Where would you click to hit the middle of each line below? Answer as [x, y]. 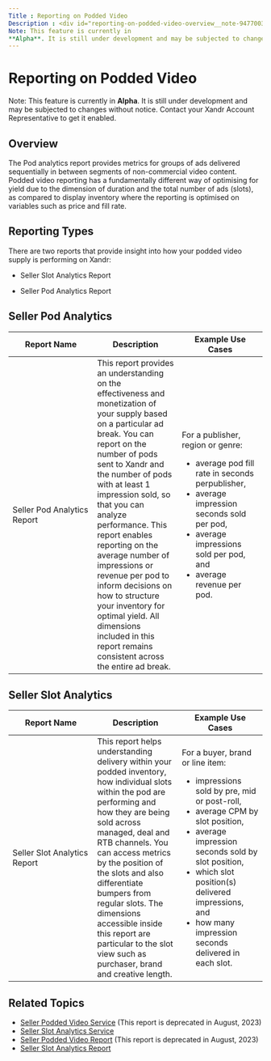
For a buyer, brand [217, 753]
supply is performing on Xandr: [60, 259]
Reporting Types [51, 231]
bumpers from [124, 893]
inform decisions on [135, 585]
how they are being [133, 813]
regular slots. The [130, 903]
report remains [125, 646]
